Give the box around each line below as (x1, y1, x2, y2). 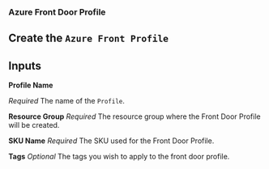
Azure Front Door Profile (8, 6, 106, 18)
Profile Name (8, 80, 53, 91)
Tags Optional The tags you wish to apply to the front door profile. (8, 152, 230, 162)
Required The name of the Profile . (8, 96, 126, 106)
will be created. (8, 120, 60, 130)
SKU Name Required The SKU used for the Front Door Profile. (8, 136, 215, 146)
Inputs (8, 59, 42, 73)
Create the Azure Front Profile (8, 32, 169, 45)
